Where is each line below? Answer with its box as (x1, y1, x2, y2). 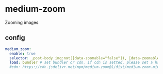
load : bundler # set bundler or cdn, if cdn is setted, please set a (9, 60, 153, 65)
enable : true (9, 51, 36, 56)
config (5, 34, 25, 42)
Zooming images (5, 19, 39, 25)
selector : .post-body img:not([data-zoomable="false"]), (9, 55, 127, 60)
